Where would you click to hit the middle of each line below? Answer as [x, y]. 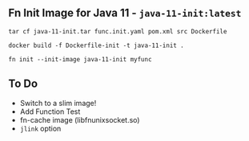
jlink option [40, 128]
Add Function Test [50, 112]
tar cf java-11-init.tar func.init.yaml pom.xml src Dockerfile [118, 31]
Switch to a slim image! [58, 103]
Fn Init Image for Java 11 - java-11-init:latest [125, 13]
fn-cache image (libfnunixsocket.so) [80, 119]
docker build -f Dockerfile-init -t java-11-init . [96, 45]
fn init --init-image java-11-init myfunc [80, 59]
